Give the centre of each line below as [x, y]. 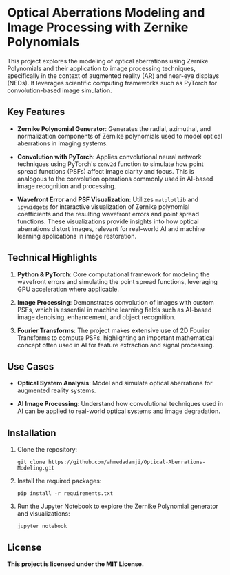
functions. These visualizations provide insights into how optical [108, 221]
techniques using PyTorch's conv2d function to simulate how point [111, 164]
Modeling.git [36, 468]
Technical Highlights [52, 258]
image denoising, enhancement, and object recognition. [96, 317]
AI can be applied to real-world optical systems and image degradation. [118, 411]
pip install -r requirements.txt [65, 494]
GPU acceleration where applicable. [68, 289]
